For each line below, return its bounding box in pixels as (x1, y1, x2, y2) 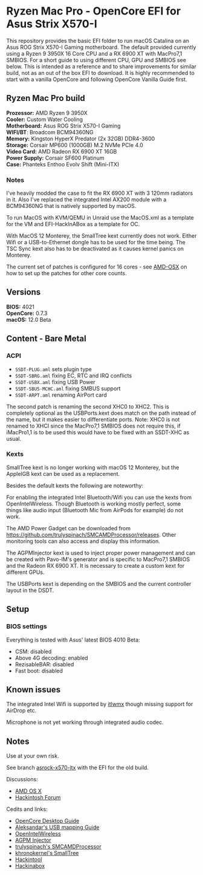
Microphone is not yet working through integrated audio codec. (6, 718, 164, 726)
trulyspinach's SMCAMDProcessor (14, 843, 101, 850)
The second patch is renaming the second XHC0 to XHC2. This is (6, 403, 169, 410)
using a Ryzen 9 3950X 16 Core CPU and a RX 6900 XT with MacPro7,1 (6, 50, 182, 57)
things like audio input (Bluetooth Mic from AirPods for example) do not (6, 506, 183, 513)
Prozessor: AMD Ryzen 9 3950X (6, 109, 88, 116)
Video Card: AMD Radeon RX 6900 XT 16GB (6, 148, 117, 155)
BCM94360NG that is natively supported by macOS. (6, 203, 137, 210)
